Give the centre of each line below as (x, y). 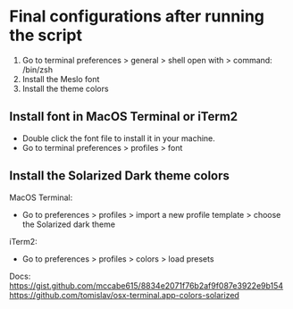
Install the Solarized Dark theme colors (120, 176)
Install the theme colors (65, 88)
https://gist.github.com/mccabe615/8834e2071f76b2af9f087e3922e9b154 (146, 285)
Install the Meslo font (61, 79)
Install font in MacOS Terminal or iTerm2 (124, 117)
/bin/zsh (38, 70)
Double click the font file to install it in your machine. (119, 138)
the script (46, 35)
